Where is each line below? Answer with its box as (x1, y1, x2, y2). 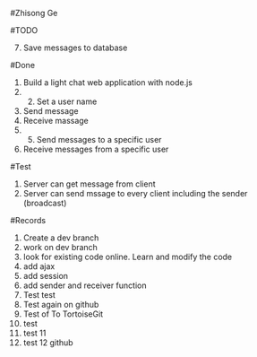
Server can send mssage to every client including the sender (22, 188, 248, 198)
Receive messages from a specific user (22, 144, 169, 154)
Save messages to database (22, 42, 128, 53)
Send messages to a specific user (36, 135, 162, 144)
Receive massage (22, 116, 89, 126)
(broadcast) (22, 197, 67, 208)
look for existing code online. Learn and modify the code (22, 251, 233, 262)
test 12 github (22, 337, 74, 348)
